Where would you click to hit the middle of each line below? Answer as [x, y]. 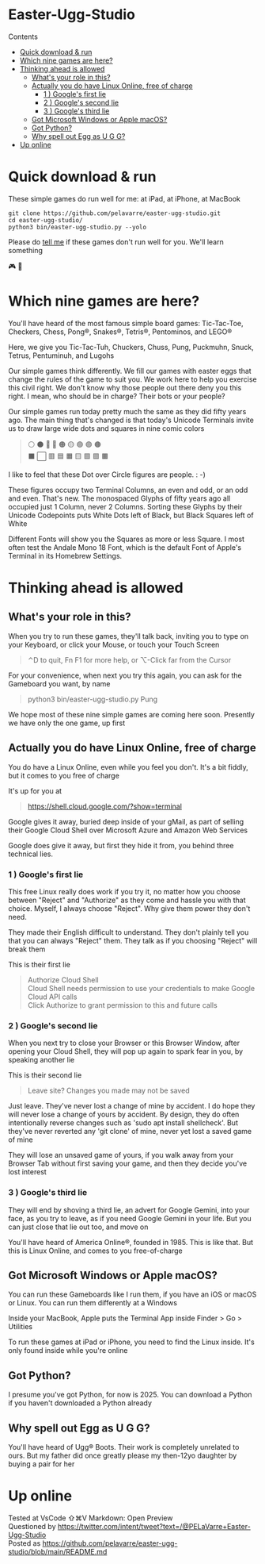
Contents [23, 37]
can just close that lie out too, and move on [78, 1227]
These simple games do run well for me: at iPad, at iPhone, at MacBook [125, 198]
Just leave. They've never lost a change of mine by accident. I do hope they [132, 1106]
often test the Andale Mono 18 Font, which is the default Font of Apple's [125, 547]
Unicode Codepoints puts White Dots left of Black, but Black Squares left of [131, 515]
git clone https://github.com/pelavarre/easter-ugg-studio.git [115, 213]
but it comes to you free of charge [64, 775]
